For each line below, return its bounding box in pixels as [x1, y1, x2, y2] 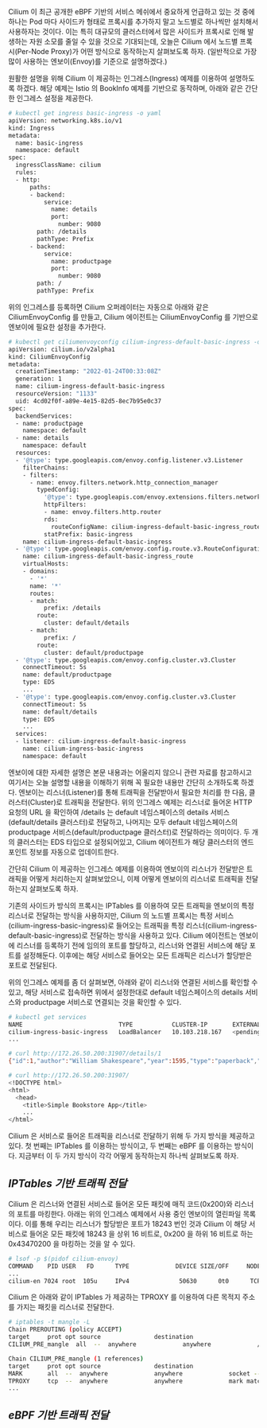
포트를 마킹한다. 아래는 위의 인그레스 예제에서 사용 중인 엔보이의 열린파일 [16, 1208, 242, 1219]
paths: [29, 183, 52, 191]
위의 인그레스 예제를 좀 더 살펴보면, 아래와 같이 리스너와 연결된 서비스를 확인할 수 [8, 977, 258, 986]
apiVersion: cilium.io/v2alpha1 [8, 345, 115, 353]
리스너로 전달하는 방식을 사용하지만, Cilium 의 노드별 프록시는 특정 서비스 [8, 910, 234, 920]
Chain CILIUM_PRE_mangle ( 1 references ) [8, 1355, 145, 1363]
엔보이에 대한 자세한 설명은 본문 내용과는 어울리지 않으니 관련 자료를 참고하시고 [8, 767, 253, 777]
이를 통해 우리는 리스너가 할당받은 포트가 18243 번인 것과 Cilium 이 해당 [25, 1219, 248, 1228]
